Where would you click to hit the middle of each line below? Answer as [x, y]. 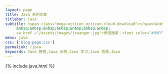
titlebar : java [21, 19]
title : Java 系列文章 [26, 14]
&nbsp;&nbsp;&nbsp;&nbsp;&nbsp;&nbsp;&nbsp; [63, 28]
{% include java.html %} [30, 66]
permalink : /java [23, 47]
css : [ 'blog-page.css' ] [30, 42]
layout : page [19, 10]
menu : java [16, 38]
